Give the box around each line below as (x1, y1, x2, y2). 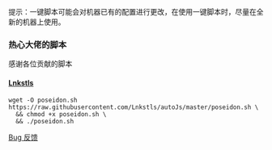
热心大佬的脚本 (8, 39, 67, 50)
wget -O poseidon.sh (8, 96, 79, 104)
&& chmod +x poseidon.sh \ (15, 110, 107, 119)
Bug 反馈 (8, 132, 38, 142)
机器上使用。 (22, 17, 66, 27)
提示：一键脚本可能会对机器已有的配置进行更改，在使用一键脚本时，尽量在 (8, 7, 257, 16)
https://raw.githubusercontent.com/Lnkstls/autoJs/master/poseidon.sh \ (8, 103, 259, 111)
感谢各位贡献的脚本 (8, 59, 73, 69)
